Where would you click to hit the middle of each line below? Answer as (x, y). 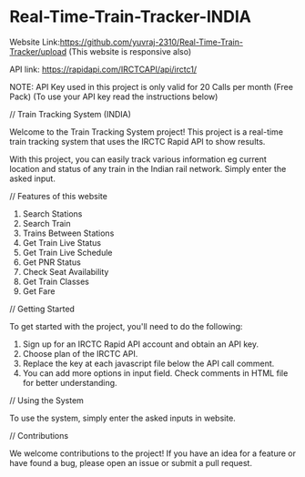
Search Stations (52, 213)
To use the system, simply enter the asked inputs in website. (123, 418)
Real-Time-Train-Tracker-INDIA (131, 17)
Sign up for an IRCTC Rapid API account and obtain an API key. (141, 344)
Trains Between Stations (68, 233)
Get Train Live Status (62, 242)
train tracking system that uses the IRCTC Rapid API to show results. (137, 141)
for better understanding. (70, 382)
